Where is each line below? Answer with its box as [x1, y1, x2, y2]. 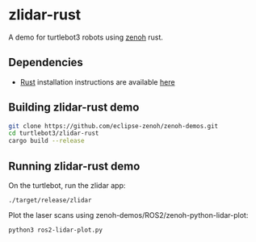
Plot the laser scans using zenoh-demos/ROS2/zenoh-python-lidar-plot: [8, 211, 249, 219]
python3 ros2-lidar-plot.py [8, 226, 103, 234]
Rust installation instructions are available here [19, 77, 175, 86]
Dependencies [8, 56, 83, 69]
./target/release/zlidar [8, 196, 92, 204]
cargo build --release [8, 137, 85, 145]
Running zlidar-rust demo [8, 159, 141, 173]
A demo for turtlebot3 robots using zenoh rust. [8, 32, 164, 42]
